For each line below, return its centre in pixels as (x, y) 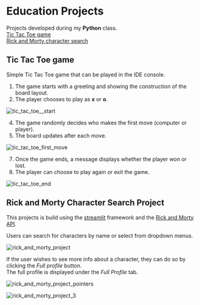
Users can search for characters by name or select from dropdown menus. (100, 235)
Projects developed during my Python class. (62, 28)
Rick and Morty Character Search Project (85, 203)
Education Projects (55, 11)
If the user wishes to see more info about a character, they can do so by (96, 259)
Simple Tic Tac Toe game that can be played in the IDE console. (86, 75)
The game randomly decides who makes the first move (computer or (101, 122)
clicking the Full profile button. (44, 266)
